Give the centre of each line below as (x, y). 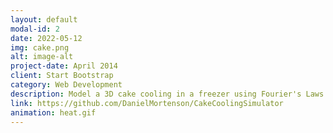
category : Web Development (66, 85)
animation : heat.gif (53, 112)
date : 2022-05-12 (46, 38)
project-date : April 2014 (64, 66)
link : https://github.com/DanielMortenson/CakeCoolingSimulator (147, 103)
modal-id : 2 (35, 29)
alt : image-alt (42, 57)
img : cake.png (40, 47)
